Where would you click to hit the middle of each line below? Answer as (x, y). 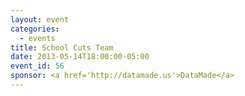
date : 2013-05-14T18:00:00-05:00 (80, 57)
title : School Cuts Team (62, 47)
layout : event (40, 19)
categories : (35, 29)
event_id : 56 (37, 66)
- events (37, 38)
